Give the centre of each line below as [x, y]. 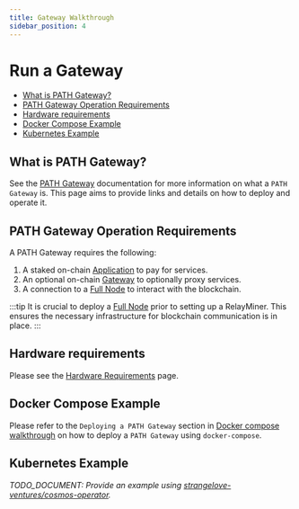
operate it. [28, 202]
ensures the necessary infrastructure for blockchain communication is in [144, 317]
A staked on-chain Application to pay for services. [115, 270]
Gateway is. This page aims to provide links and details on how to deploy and [149, 193]
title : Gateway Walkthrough [62, 18]
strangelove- [207, 485]
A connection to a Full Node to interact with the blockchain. [132, 290]
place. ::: [26, 326]
